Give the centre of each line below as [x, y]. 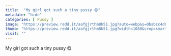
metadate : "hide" [24, 15]
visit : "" [16, 34]
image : [12, 24]
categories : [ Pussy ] [29, 19]
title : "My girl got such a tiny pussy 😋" [53, 10]
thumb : [12, 29]
